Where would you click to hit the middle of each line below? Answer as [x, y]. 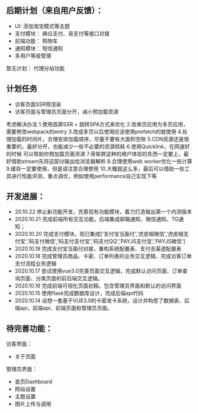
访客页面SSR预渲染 [38, 104]
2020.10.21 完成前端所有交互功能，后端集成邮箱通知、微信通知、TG [97, 219]
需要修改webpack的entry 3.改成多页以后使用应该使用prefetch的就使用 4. [94, 132]
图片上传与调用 [33, 404]
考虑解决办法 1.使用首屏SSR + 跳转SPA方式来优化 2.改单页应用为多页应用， [97, 124]
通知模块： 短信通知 [39, 48]
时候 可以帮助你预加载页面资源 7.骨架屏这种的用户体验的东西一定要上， [98, 153]
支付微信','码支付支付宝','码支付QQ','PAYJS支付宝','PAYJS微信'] [110, 241]
